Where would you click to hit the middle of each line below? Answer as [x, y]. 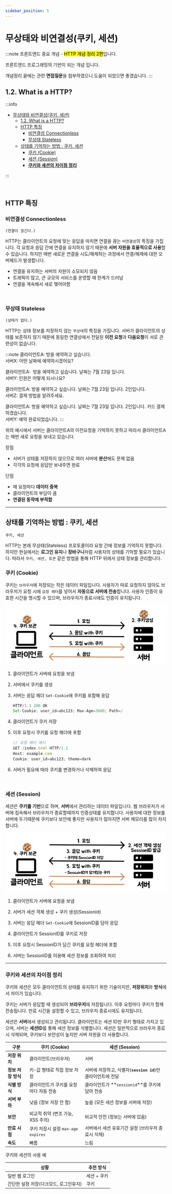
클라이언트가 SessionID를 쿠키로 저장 [50, 934]
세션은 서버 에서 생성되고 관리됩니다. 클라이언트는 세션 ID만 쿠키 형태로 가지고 [82, 1022]
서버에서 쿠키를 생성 [33, 684]
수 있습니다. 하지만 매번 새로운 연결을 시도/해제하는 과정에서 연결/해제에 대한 [81, 254]
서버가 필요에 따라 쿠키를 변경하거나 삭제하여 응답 [62, 769]
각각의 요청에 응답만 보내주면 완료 [46, 465]
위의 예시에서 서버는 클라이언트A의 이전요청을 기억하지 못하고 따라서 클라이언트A [86, 430]
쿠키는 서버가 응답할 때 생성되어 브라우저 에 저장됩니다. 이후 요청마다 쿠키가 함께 [84, 1004]
